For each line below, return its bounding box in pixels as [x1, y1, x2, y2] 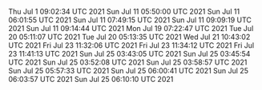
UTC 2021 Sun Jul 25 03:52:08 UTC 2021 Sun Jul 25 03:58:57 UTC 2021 [8, 57, 248, 67]
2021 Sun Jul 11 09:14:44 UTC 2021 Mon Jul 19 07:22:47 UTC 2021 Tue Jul [8, 24, 254, 33]
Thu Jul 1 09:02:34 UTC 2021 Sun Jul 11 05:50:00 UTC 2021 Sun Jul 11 [8, 7, 240, 16]
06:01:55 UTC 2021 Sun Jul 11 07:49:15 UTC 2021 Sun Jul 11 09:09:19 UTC [8, 15, 252, 25]
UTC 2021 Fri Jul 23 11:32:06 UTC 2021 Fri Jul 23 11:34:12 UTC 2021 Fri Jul [8, 41, 255, 50]
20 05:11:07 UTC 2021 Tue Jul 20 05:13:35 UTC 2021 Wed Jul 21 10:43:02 [8, 32, 251, 41]
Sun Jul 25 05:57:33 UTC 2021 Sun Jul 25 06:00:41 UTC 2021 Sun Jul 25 [8, 66, 248, 75]
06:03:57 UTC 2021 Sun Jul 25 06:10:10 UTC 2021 [8, 75, 174, 84]
